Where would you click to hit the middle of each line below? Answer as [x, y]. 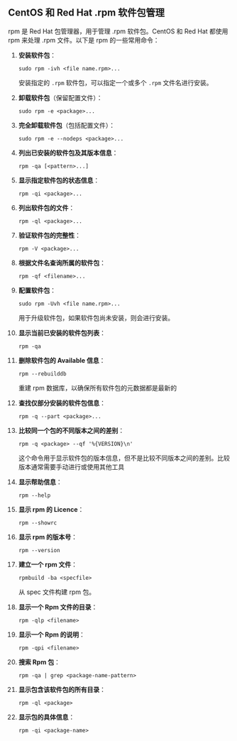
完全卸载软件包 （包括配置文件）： [67, 125]
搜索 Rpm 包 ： [39, 662]
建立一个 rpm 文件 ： [48, 564]
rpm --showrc [38, 523]
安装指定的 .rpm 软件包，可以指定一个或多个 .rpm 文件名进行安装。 [115, 82]
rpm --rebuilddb [42, 374]
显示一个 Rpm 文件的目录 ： [58, 607]
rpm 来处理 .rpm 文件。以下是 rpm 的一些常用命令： [84, 40]
